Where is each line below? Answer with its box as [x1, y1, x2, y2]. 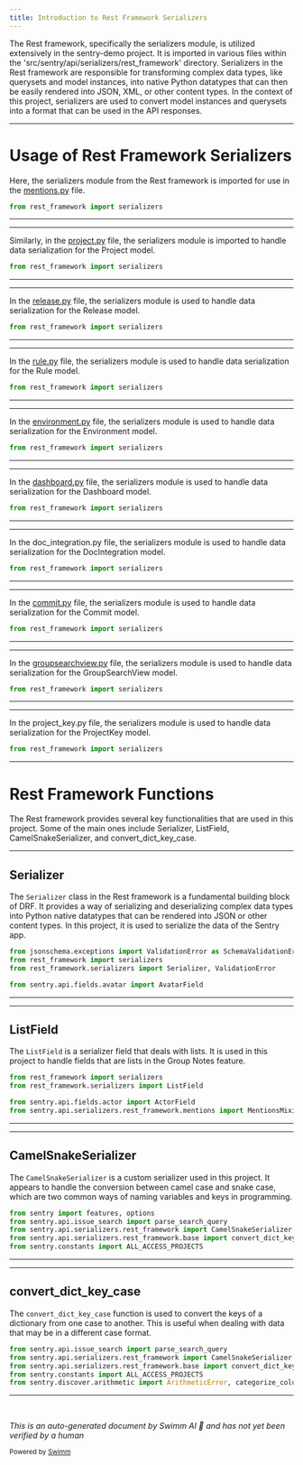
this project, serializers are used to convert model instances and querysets [9, 96, 287, 107]
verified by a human [9, 1430, 85, 1441]
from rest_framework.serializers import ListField [9, 1081, 204, 1090]
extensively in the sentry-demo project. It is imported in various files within [9, 47, 287, 59]
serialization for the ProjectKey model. [9, 728, 151, 738]
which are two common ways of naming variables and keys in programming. [9, 1191, 293, 1201]
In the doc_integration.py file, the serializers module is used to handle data [9, 536, 287, 547]
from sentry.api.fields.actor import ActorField [9, 1098, 196, 1107]
